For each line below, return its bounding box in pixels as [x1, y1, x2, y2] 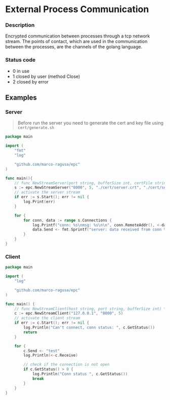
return [23, 330, 37, 335]
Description [5, 22, 35, 29]
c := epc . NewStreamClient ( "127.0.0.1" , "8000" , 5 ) [14, 311, 123, 316]
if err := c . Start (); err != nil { [14, 320, 90, 326]
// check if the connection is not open [23, 362, 110, 367]
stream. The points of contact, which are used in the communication [5, 38, 148, 45]
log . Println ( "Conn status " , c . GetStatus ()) [32, 372, 128, 377]
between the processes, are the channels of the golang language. [5, 44, 143, 50]
